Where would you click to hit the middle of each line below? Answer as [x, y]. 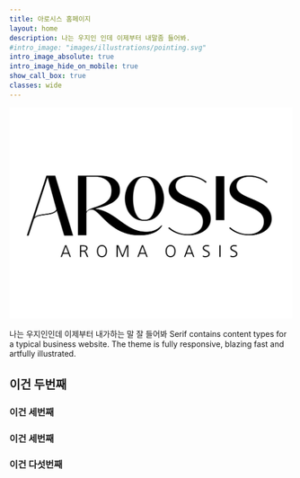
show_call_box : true [48, 76]
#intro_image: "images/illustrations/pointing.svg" [108, 48]
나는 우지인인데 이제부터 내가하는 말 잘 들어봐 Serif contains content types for [148, 334]
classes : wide [36, 85]
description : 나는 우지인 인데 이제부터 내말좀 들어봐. [100, 38]
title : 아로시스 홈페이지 [50, 19]
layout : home [34, 28]
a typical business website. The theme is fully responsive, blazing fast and [147, 344]
